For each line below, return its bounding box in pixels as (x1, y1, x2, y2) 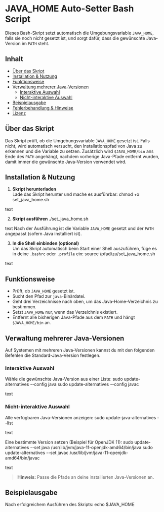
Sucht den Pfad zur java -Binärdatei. (12, 293, 85, 299)
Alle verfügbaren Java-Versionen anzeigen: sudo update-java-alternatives (5, 414, 157, 420)
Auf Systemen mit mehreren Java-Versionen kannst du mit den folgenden (5, 347, 155, 353)
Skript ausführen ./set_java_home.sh (12, 216, 89, 222)
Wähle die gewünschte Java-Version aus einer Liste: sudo (5, 376, 123, 382)
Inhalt (5, 55, 23, 63)
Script (5, 13, 31, 25)
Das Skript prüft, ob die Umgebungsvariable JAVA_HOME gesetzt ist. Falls (5, 137, 150, 144)
